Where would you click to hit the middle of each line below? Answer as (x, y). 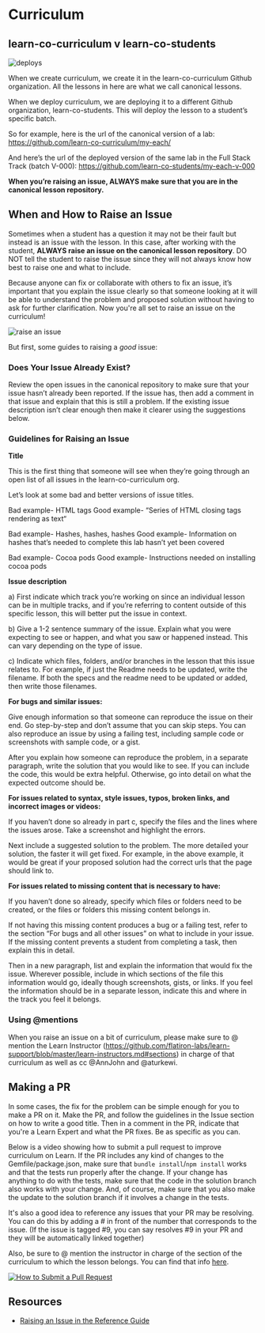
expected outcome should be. (57, 783)
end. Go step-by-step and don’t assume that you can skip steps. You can (127, 725)
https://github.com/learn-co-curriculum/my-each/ (90, 142)
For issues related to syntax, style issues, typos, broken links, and (119, 798)
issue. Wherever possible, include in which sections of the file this (116, 974)
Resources (35, 1302)
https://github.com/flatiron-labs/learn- (168, 1045)
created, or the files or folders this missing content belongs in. (110, 910)
